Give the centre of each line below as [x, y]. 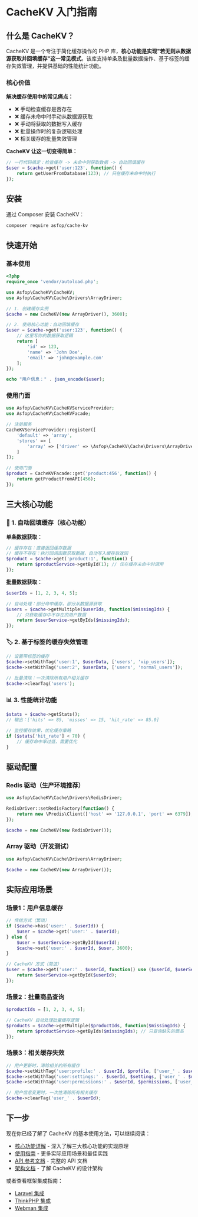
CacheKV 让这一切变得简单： [42, 151]
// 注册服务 [19, 424]
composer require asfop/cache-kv [47, 225]
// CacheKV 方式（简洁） [34, 964]
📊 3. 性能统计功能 [32, 700]
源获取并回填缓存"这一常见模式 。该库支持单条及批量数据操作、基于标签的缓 [98, 59]
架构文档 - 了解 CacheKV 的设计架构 [59, 1168]
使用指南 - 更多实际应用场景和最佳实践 [61, 1153]
